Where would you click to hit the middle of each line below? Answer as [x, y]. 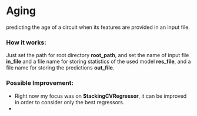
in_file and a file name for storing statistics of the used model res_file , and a [98, 62]
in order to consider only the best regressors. [69, 102]
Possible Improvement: [40, 83]
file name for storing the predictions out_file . [60, 68]
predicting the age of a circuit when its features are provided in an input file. [98, 27]
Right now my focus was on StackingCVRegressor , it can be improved [101, 96]
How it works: [26, 42]
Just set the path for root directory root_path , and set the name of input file [98, 55]
